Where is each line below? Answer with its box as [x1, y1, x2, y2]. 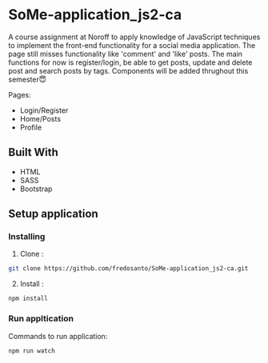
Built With [8, 146, 58, 159]
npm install [8, 294, 48, 303]
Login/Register [19, 106, 69, 115]
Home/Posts [19, 114, 62, 123]
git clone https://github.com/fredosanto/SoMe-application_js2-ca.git [8, 265, 249, 273]
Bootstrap [19, 184, 53, 193]
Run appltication [8, 313, 74, 325]
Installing [8, 231, 46, 242]
